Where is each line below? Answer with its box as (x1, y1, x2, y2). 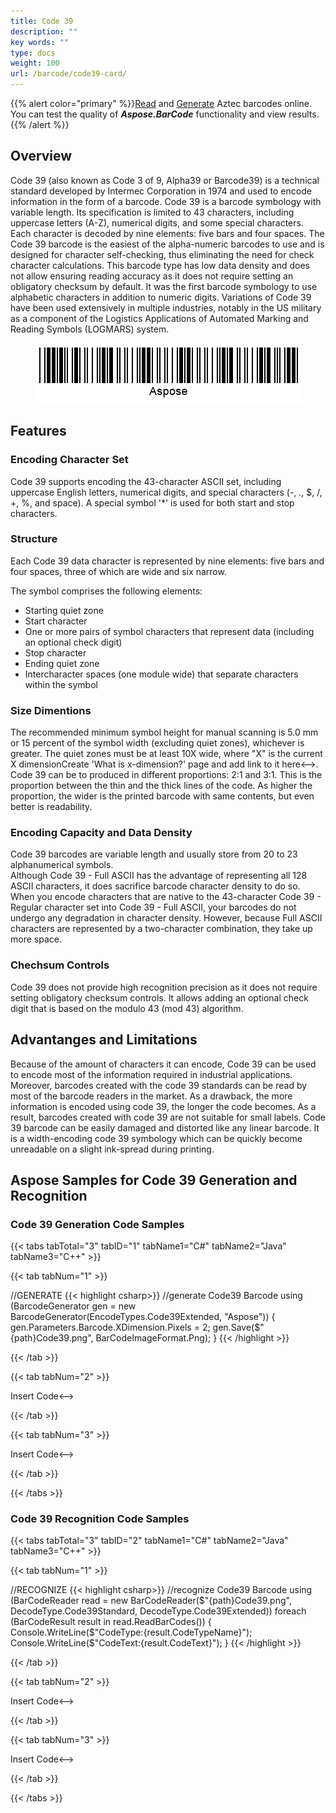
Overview (10, 148, 73, 165)
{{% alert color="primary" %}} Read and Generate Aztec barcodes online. (10, 98, 313, 109)
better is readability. (10, 801, 93, 813)
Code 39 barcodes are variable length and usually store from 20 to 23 (10, 848, 298, 860)
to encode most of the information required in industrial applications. (10, 1068, 293, 1080)
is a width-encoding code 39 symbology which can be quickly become (10, 1132, 303, 1144)
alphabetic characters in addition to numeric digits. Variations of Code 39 (10, 291, 312, 303)
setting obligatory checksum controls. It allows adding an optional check (10, 991, 309, 1004)
